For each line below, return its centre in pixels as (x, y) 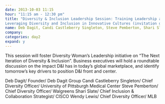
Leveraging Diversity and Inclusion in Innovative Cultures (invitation (81, 23)
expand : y (15, 42)
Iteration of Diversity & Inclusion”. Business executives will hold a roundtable (82, 61)
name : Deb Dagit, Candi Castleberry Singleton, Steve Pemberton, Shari (80, 28)
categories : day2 (23, 37)
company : (14, 32)
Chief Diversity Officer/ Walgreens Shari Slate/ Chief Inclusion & (69, 91)
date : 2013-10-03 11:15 (29, 10)
